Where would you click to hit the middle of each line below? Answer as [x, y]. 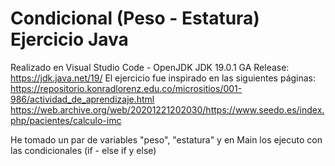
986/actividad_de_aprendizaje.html [82, 99]
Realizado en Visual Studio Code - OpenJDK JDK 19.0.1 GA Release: [150, 67]
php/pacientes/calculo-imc [66, 120]
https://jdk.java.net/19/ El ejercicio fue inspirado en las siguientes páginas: [163, 78]
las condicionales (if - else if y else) [83, 150]
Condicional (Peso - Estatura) [135, 18]
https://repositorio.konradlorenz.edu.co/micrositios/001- [126, 88]
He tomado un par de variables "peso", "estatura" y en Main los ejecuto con [166, 139]
